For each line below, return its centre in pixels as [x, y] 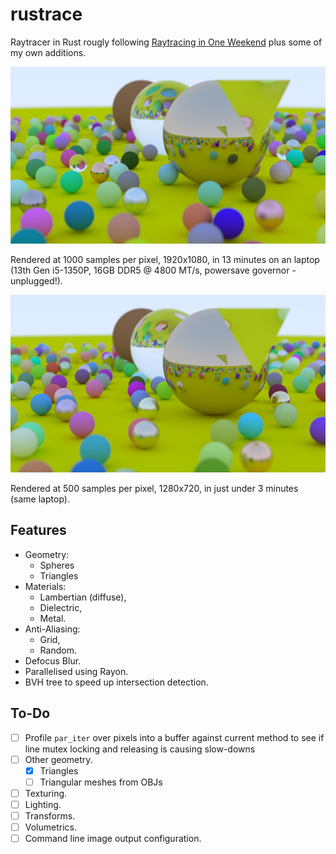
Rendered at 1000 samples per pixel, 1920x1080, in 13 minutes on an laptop [165, 260]
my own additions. [48, 52]
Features [38, 530]
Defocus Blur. [53, 660]
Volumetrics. [51, 827]
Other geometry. [58, 759]
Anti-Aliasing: [52, 629]
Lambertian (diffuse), [83, 597]
